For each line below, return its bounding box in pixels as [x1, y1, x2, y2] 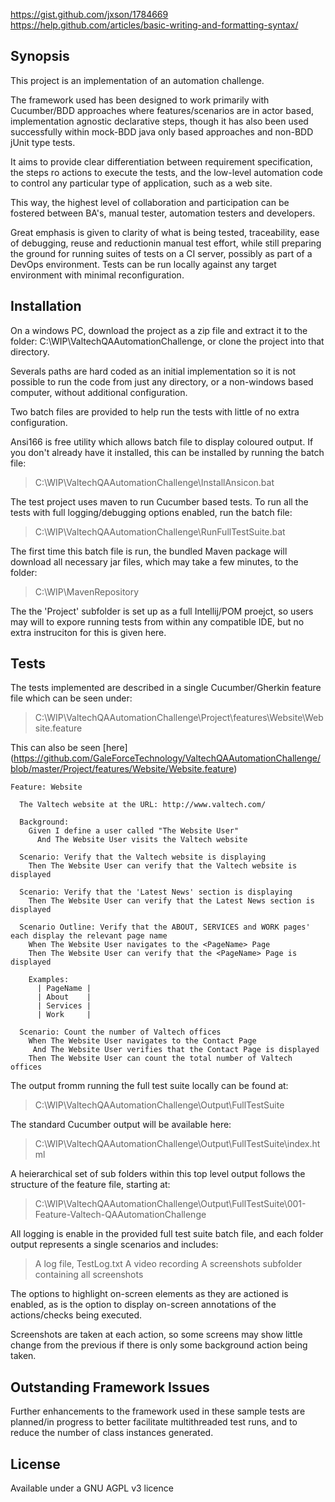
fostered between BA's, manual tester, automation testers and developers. [10, 207, 316, 219]
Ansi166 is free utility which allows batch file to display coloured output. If [10, 435, 314, 448]
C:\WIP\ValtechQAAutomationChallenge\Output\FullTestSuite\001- [34, 1198, 307, 1210]
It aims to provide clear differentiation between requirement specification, [10, 155, 313, 168]
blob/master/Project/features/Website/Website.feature [10, 763, 235, 775]
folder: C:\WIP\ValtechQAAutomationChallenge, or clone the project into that [10, 335, 325, 347]
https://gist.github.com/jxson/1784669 [10, 9, 169, 20]
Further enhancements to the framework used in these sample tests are [10, 1405, 306, 1418]
